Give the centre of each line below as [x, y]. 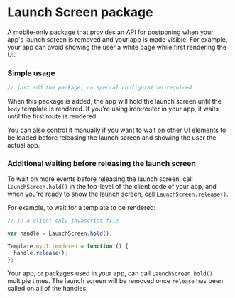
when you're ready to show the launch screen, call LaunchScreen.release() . [118, 194]
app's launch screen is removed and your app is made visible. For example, [117, 39]
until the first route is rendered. [53, 116]
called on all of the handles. [48, 288]
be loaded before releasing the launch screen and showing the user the [112, 138]
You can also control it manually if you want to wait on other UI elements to [117, 130]
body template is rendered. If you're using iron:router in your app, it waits [113, 109]
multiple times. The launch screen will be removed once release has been [115, 280]
